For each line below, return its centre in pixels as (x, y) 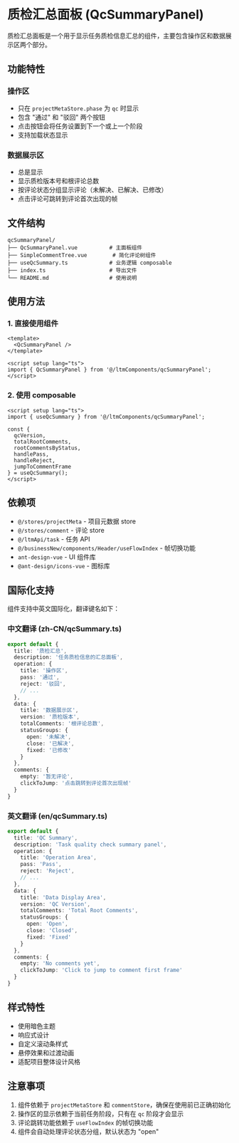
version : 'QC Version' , (55, 904)
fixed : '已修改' (49, 750)
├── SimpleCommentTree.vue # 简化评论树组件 (82, 255)
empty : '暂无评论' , (47, 777)
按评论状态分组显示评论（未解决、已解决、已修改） (92, 189)
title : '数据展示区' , (49, 710)
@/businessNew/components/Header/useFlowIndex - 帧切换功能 (107, 548)
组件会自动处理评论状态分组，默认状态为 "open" (88, 1131)
